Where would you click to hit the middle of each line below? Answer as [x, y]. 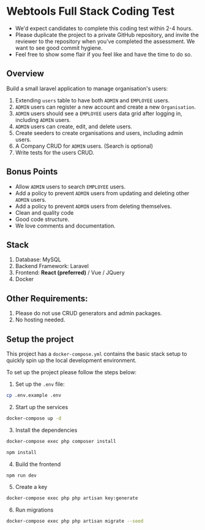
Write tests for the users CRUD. [55, 152]
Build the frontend [38, 464]
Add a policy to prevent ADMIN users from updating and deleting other [102, 193]
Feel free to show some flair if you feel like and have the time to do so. [104, 54]
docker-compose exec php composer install [61, 441]
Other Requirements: [47, 298]
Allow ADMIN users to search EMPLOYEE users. [70, 186]
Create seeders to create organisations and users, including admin [99, 132]
